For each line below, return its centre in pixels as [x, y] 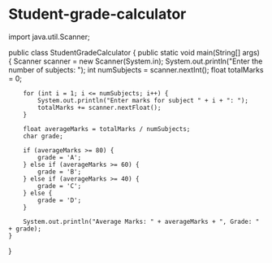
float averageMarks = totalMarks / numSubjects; [107, 129]
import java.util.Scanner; [50, 37]
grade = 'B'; [60, 172]
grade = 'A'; [60, 157]
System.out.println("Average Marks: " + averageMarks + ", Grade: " [141, 221]
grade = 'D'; [60, 200]
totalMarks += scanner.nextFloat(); [99, 107]
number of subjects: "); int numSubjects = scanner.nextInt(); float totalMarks [136, 69]
